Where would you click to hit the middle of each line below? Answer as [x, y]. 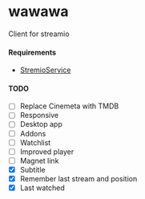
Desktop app [41, 124]
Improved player [47, 152]
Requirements [32, 52]
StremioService [45, 70]
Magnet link [39, 160]
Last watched [42, 188]
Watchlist [35, 142]
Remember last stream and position [79, 178]
